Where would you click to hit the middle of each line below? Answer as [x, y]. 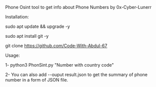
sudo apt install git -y [27, 36]
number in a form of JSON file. [37, 80]
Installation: [17, 17]
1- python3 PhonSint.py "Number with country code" [59, 65]
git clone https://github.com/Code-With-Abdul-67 [56, 46]
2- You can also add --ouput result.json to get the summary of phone [76, 75]
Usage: [12, 55]
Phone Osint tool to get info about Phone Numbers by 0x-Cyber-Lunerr [78, 7]
